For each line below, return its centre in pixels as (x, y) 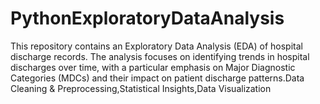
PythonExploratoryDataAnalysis (147, 18)
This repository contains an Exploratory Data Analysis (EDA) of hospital (156, 46)
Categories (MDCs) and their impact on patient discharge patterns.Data (157, 78)
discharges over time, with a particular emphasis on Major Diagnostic (153, 67)
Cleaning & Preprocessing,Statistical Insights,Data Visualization (141, 88)
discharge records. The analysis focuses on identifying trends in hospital (160, 56)
